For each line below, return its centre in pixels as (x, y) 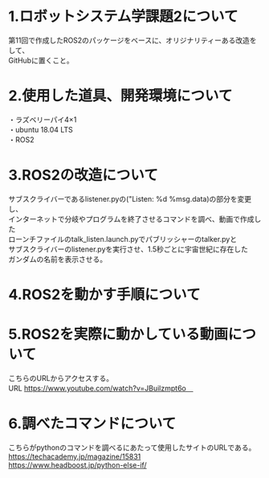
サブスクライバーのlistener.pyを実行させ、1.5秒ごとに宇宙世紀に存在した (128, 249)
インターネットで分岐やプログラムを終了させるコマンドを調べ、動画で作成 (131, 219)
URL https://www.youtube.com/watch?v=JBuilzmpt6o (97, 388)
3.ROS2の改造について (83, 176)
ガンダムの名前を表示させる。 (57, 259)
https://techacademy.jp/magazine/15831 (75, 456)
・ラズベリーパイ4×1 (43, 119)
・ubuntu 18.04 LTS (41, 129)
